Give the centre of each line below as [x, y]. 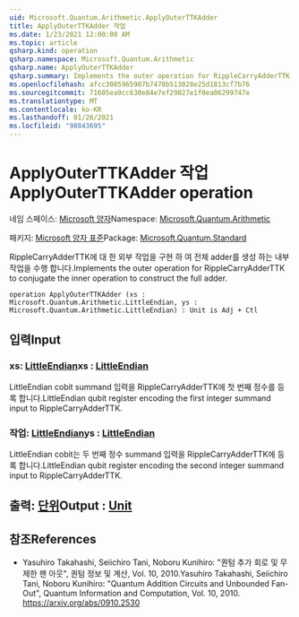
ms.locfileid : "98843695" [57, 126]
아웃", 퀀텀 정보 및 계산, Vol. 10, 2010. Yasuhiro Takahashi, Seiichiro [169, 574]
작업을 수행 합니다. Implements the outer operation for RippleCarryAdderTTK [147, 268]
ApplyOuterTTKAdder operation [131, 193]
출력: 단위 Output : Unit [71, 506]
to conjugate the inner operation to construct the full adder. [119, 278]
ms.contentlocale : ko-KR [56, 109]
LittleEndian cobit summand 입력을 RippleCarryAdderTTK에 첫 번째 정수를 [142, 387]
